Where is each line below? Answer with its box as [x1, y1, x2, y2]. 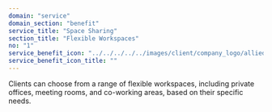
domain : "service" [8, 11, 70, 20]
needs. [8, 96, 32, 106]
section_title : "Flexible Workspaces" [8, 34, 139, 43]
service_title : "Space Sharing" [8, 27, 117, 35]
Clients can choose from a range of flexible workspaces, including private [8, 78, 255, 89]
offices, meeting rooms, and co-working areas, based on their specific [8, 87, 244, 97]
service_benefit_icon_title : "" [8, 57, 117, 65]
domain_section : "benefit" [8, 19, 100, 27]
